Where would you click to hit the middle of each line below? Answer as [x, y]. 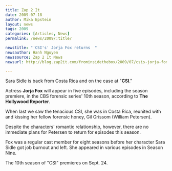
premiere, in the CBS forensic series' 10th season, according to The [77, 96]
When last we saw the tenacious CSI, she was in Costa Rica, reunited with [83, 112]
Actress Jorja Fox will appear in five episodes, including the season [77, 91]
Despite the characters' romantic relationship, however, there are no [77, 127]
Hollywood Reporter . [28, 102]
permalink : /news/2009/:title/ [39, 39]
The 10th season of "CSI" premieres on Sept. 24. [57, 163]
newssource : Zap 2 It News [34, 57]
